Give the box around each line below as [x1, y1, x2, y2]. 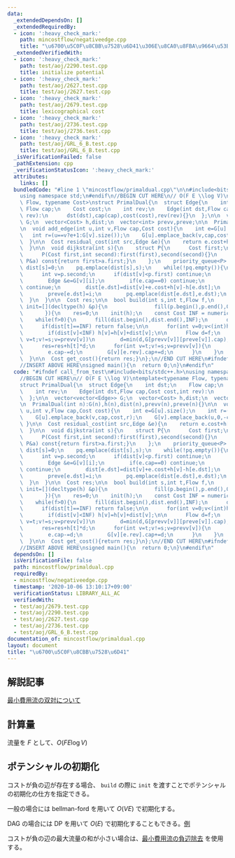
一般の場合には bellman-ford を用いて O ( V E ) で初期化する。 [7, 804, 179, 812]
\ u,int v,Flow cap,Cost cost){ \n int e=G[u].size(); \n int [20, 408, 218, 415]
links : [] [20, 179, 49, 186]
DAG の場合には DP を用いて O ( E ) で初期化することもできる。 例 [7, 819, 191, 827]
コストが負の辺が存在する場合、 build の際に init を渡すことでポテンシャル [7, 780, 226, 789]
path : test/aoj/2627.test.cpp [20, 82, 108, 89]
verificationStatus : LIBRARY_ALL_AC [13, 590, 120, 597]
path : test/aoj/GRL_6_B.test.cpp [20, 141, 117, 148]
